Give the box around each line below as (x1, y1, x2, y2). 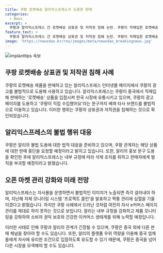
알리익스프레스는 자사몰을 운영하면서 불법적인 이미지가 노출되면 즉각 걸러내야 (5, 190, 150, 196)
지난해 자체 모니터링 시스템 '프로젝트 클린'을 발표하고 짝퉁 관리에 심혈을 (11, 196, 146, 202)
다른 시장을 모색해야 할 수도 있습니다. (5, 243, 75, 249)
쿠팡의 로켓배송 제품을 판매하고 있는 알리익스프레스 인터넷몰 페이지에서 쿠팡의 (5, 82, 152, 88)
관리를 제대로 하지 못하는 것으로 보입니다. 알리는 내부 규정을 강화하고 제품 (5, 208, 144, 214)
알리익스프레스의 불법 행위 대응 (5, 128, 92, 136)
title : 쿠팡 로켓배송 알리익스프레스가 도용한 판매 (5, 7, 92, 12)
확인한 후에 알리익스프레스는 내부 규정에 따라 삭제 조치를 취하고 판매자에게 (10, 154, 150, 160)
